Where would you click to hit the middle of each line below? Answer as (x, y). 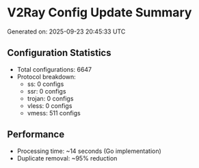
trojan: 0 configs (50, 98)
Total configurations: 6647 (54, 69)
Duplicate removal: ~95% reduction (67, 158)
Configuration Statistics (59, 53)
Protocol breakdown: (47, 76)
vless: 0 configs (50, 106)
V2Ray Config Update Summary (99, 13)
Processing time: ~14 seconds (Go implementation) (89, 151)
